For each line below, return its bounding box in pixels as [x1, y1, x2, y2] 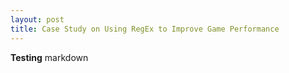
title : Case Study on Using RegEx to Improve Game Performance [10, 24, 280, 34]
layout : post [10, 14, 65, 25]
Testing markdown [10, 51, 89, 63]
